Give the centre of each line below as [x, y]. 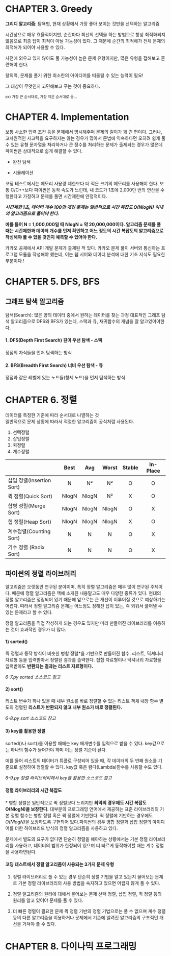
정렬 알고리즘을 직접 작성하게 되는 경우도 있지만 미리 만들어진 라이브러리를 [79, 623]
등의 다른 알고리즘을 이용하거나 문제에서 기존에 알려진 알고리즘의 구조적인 [85, 918]
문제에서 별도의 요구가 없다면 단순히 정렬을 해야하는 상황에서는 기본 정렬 [77, 839]
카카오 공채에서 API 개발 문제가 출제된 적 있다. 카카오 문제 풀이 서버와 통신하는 [83, 248]
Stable [130, 468]
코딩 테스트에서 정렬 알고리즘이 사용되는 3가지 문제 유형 [60, 864]
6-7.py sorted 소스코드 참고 [33, 677]
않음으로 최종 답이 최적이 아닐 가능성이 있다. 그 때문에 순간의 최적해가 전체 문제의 [85, 41]
